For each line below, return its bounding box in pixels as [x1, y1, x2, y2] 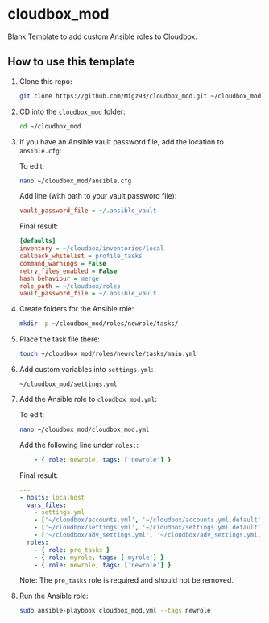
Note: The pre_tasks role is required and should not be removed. [19, 575, 234, 585]
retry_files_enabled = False [19, 267, 118, 275]
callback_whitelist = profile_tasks [19, 252, 143, 260]
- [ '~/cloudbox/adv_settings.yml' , [34, 531, 154, 539]
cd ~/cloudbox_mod [19, 122, 81, 130]
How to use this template [7, 55, 135, 69]
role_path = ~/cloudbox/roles [19, 282, 122, 291]
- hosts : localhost [19, 493, 85, 501]
